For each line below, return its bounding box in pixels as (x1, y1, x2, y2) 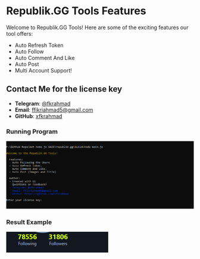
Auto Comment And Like (14, 54, 75, 61)
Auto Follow (14, 48, 44, 55)
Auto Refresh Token (14, 42, 64, 49)
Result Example (6, 218, 52, 226)
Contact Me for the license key (6, 84, 123, 94)
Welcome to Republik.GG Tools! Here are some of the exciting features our (6, 24, 189, 31)
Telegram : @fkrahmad (14, 100, 71, 107)
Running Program (6, 127, 58, 135)
